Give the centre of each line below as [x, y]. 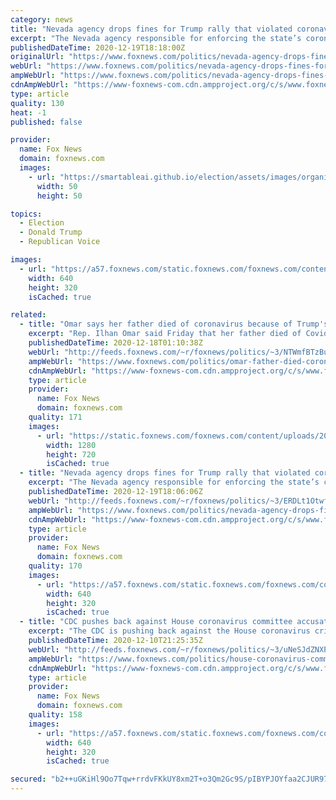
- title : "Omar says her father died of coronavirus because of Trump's [174, 324]
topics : [26, 214]
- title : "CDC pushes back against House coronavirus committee [156, 622]
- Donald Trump [51, 232]
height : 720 [71, 454]
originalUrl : [37, 57]
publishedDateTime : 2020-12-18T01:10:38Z [115, 343]
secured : [28, 779]
